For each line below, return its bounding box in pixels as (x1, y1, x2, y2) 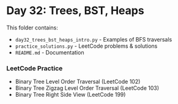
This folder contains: (6, 24, 58, 31)
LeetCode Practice (6, 64, 63, 72)
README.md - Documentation (15, 48, 84, 56)
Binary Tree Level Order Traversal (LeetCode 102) (15, 78, 141, 86)
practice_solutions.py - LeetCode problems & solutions (15, 42, 158, 50)
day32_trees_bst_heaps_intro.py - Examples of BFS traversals (15, 35, 172, 43)
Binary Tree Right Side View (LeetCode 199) (15, 91, 126, 98)
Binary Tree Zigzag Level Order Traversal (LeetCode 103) (15, 84, 160, 92)
